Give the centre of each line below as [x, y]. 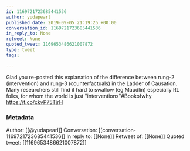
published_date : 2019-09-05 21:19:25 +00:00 [61, 22]
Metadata [20, 117]
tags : [13, 55]
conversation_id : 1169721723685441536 [53, 28]
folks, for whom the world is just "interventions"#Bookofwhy [79, 96]
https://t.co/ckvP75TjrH [35, 102]
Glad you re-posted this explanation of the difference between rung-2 [90, 77]
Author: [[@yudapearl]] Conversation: [52, 130]
